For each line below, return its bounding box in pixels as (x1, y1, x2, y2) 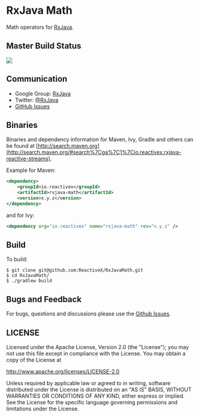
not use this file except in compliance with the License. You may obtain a (6, 350, 186, 358)
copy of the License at (6, 356, 62, 364)
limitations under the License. (6, 405, 79, 412)
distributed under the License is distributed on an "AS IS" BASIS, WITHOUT (6, 386, 192, 394)
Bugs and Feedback (6, 294, 82, 304)
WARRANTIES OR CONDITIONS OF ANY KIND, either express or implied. (6, 392, 185, 400)
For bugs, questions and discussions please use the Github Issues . (6, 310, 171, 317)
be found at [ (6, 142, 38, 150)
